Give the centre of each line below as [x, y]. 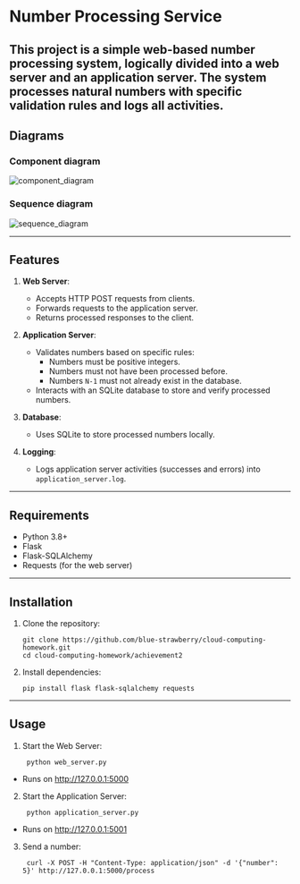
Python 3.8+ [45, 537]
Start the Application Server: [75, 796]
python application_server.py [83, 812]
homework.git [46, 648]
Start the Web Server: [62, 745]
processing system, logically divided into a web [144, 63]
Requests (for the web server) [77, 565]
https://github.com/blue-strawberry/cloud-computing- [164, 640]
